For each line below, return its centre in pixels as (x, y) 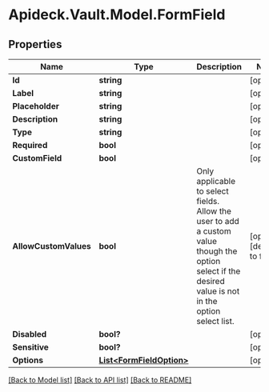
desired (211, 281)
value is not (218, 291)
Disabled (30, 334)
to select (213, 191)
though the (217, 251)
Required (30, 145)
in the (207, 301)
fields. (208, 201)
